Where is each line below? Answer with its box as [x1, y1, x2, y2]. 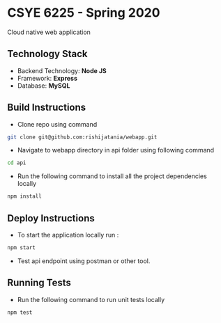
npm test [7, 308, 33, 316]
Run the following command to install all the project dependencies [17, 172, 207, 180]
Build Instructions [7, 102, 86, 113]
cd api [7, 159, 26, 166]
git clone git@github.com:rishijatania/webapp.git [7, 134, 158, 141]
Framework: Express [17, 74, 78, 82]
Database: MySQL [17, 81, 70, 90]
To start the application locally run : [17, 231, 119, 239]
